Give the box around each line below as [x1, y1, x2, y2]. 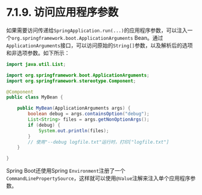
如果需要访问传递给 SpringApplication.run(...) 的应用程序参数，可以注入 [6, 27, 188, 34]
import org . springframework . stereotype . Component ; [6, 78, 136, 84]
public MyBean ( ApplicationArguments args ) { [17, 105, 131, 112]
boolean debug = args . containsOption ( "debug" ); [28, 111, 150, 117]
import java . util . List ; [6, 61, 66, 67]
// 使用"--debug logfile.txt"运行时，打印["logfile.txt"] [28, 139, 169, 145]
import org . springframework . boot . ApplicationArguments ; [6, 72, 150, 78]
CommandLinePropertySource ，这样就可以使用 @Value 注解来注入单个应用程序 [6, 174, 191, 182]
